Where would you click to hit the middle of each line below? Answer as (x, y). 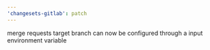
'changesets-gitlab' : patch (47, 13)
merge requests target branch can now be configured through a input (105, 33)
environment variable (37, 40)
